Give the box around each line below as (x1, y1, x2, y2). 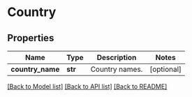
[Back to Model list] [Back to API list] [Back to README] (7, 82, 168, 91)
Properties (7, 32, 54, 44)
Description (96, 53, 137, 62)
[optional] (149, 64, 182, 74)
